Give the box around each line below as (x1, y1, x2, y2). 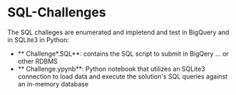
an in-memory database (17, 79, 89, 88)
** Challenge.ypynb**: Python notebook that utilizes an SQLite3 (17, 64, 205, 73)
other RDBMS (17, 56, 58, 65)
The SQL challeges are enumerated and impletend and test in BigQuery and (7, 28, 230, 36)
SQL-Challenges (7, 4, 106, 21)
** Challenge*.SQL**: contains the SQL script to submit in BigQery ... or (17, 49, 230, 58)
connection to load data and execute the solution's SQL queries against (17, 72, 228, 81)
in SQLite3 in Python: (7, 35, 69, 44)
